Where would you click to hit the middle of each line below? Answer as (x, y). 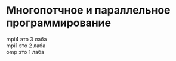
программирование (59, 23)
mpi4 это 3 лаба (27, 39)
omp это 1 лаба (25, 52)
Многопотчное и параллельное (88, 10)
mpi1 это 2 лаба (26, 46)
